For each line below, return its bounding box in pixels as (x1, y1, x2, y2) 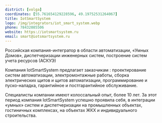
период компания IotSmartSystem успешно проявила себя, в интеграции (5, 97, 155, 103)
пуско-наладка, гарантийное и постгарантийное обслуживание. (5, 82, 138, 88)
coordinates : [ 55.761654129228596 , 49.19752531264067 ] (5, 12, 118, 16)
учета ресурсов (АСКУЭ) (5, 58, 56, 63)
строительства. (5, 112, 37, 118)
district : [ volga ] (5, 7, 42, 12)
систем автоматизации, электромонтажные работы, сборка (5, 72, 129, 78)
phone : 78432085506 (5, 25, 44, 30)
